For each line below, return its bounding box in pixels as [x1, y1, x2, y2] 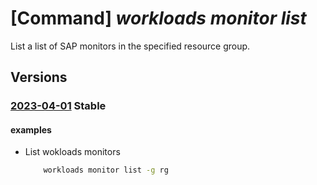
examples [10, 123, 52, 136]
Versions [10, 69, 68, 86]
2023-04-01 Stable [10, 99, 107, 113]
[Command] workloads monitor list [10, 7, 307, 30]
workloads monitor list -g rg [43, 165, 169, 176]
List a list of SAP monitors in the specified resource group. [10, 40, 251, 52]
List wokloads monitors [24, 146, 121, 158]
